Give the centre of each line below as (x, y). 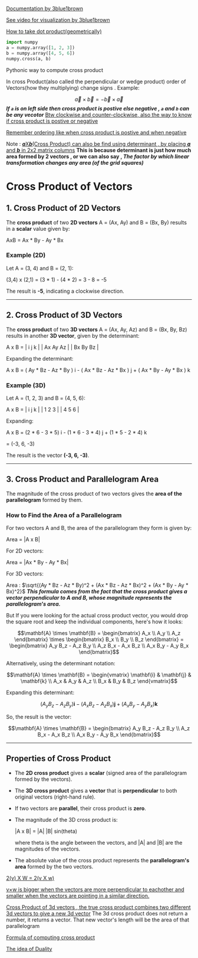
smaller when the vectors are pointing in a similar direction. (78, 895)
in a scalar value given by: (38, 228)
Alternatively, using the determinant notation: (61, 663)
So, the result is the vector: (39, 717)
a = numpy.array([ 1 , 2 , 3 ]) (41, 48)
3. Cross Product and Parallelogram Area (82, 480)
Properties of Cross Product (58, 759)
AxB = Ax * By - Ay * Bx (35, 240)
